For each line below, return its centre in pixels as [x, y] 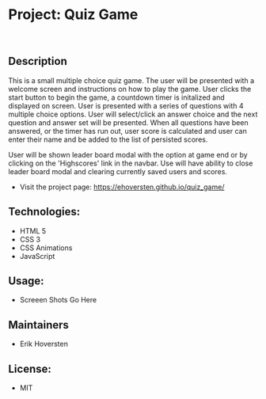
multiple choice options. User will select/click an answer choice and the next [133, 114]
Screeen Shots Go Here [58, 300]
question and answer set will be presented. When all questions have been [128, 122]
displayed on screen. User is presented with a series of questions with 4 [126, 105]
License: [30, 369]
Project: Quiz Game [73, 15]
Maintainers [39, 325]
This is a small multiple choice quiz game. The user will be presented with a [131, 80]
